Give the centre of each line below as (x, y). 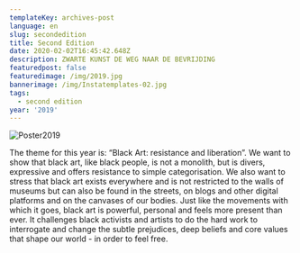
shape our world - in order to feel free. (97, 239)
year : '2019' (34, 110)
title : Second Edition (52, 43)
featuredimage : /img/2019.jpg (66, 77)
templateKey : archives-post (62, 18)
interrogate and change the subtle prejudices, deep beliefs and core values (149, 230)
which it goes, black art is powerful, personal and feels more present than (146, 210)
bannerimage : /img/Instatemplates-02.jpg (88, 85)
